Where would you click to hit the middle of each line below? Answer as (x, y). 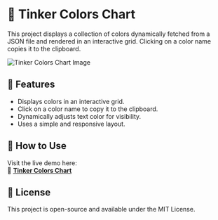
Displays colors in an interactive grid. (71, 101)
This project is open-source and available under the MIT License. (101, 209)
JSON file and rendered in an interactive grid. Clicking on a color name (109, 41)
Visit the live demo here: (42, 163)
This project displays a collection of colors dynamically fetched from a (109, 34)
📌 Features (31, 85)
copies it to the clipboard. (44, 48)
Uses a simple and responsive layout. (71, 124)
